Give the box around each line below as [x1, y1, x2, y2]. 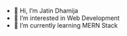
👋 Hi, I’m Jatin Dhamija [13, 7, 78, 15]
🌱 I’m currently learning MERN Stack [13, 21, 118, 29]
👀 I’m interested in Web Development [13, 14, 120, 22]
